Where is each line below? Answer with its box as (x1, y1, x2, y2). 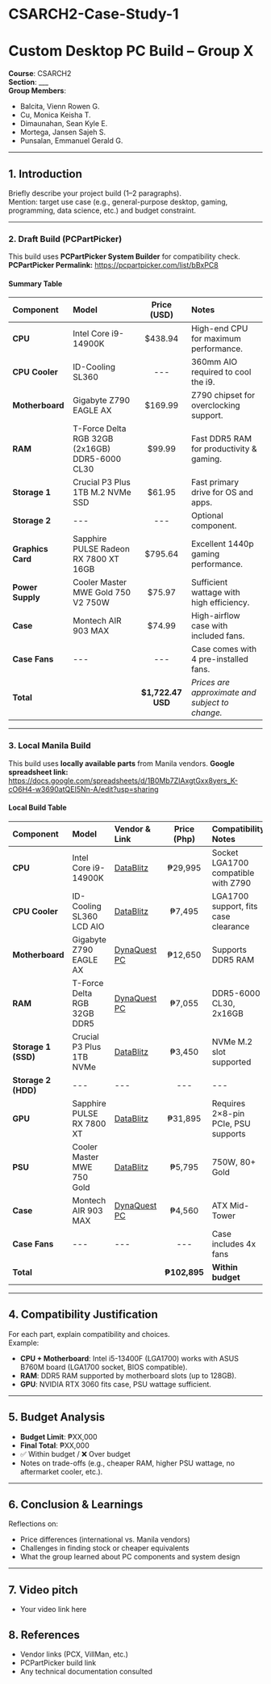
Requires (211, 1098, 246, 1109)
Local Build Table (8, 802, 67, 813)
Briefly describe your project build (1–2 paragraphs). (8, 188, 181, 198)
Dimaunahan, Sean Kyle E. (19, 119, 108, 129)
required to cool (190, 366, 252, 378)
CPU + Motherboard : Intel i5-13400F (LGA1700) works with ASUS (19, 1353, 240, 1363)
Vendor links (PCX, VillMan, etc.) (19, 1649, 129, 1659)
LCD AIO (72, 920, 105, 932)
